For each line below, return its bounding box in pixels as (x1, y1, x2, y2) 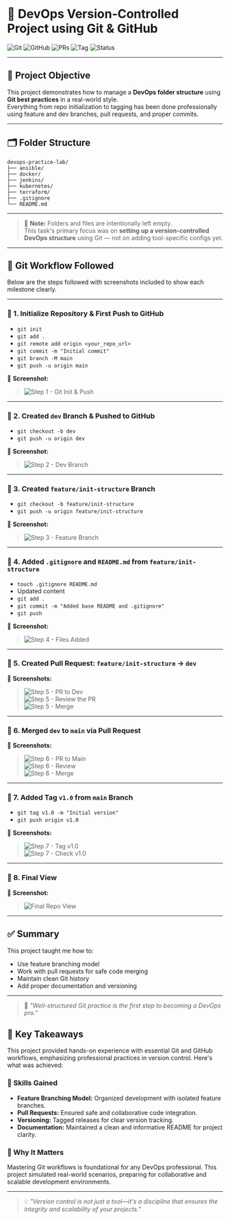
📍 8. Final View (7, 873, 57, 883)
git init (16, 326, 42, 333)
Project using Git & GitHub (7, 21, 158, 36)
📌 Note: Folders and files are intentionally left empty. (23, 219, 172, 227)
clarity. (16, 1130, 36, 1138)
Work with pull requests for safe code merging (16, 967, 149, 975)
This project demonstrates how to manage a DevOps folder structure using (7, 88, 221, 96)
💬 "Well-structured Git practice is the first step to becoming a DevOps (23, 1001, 221, 1009)
